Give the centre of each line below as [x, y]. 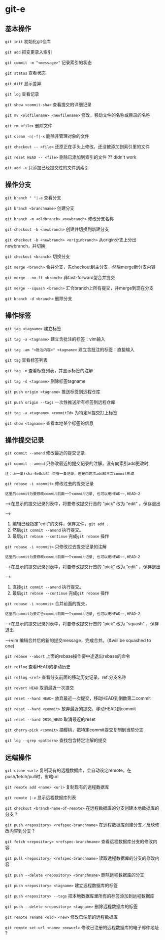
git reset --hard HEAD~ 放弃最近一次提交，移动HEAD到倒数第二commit [78, 698]
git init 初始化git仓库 [28, 41]
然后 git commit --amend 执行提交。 [48, 530]
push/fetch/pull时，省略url [32, 777]
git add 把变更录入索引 [29, 52]
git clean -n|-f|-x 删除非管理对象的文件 [47, 136]
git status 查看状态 [25, 73]
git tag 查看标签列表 [27, 360]
